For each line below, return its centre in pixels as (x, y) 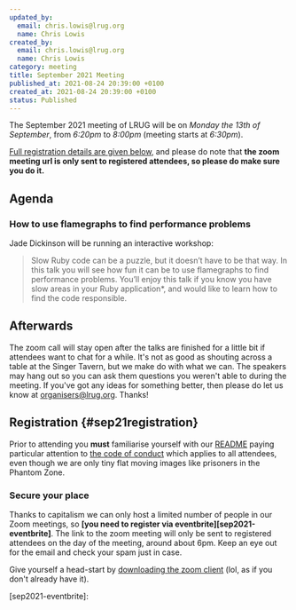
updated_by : (31, 17)
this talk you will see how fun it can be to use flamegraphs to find (150, 270)
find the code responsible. (78, 298)
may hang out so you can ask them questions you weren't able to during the (148, 376)
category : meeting (43, 67)
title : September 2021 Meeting (67, 75)
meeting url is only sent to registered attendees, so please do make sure (145, 162)
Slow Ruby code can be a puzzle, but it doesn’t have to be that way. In (159, 261)
